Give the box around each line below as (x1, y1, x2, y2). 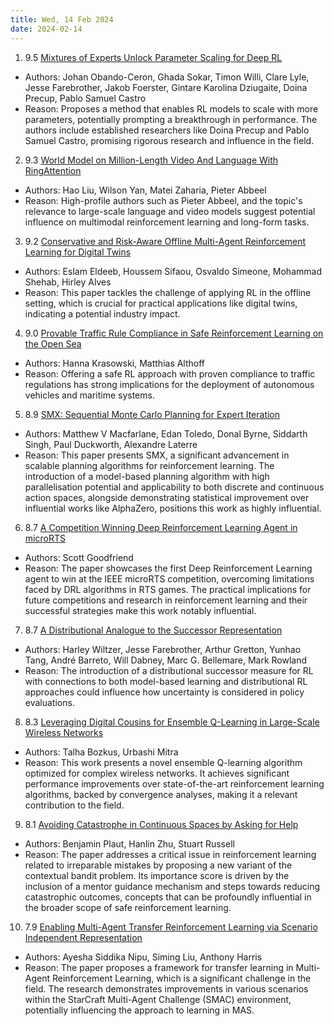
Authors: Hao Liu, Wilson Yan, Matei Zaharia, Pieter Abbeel (24, 184, 267, 196)
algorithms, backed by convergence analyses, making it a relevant (24, 788, 298, 800)
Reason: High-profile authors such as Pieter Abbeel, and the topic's (24, 194, 303, 206)
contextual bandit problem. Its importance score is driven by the (24, 869, 290, 881)
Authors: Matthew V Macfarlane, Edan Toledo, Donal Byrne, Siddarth (24, 427, 308, 440)
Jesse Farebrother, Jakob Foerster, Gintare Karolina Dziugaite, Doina (24, 81, 308, 93)
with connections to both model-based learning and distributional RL (24, 675, 308, 687)
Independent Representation (24, 931, 143, 943)
